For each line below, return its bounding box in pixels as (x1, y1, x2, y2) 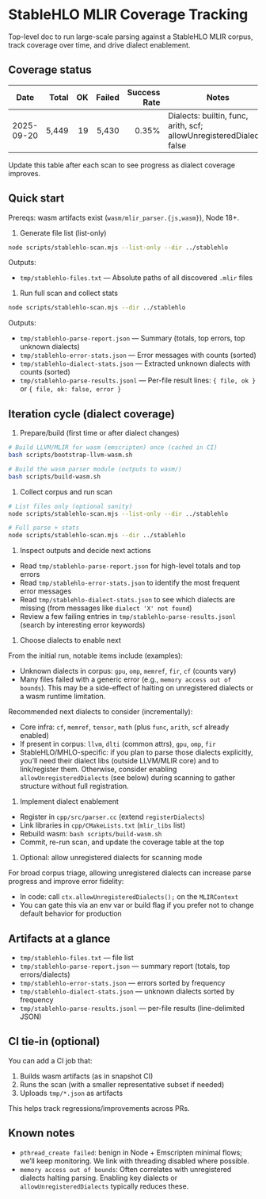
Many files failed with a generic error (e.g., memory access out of (19, 674, 232, 684)
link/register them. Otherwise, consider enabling (19, 764, 177, 774)
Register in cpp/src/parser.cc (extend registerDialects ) (19, 812, 205, 822)
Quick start (8, 192, 65, 206)
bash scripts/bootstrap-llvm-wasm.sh (8, 451, 133, 459)
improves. (8, 168, 41, 178)
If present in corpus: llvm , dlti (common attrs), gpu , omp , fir (19, 740, 216, 749)
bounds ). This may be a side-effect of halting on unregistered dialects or (19, 683, 254, 693)
